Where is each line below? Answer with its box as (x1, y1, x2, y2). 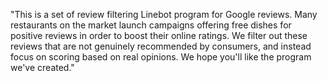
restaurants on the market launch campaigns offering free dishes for (10, 19, 292, 31)
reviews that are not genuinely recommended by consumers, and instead (10, 40, 312, 52)
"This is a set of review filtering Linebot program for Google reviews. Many (10, 9, 318, 20)
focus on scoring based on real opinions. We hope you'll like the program (10, 51, 312, 63)
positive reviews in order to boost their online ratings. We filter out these (10, 30, 308, 41)
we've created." (10, 62, 75, 73)
